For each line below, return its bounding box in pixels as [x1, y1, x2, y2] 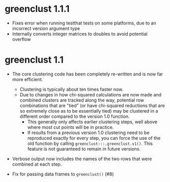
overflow [12, 36, 31, 42]
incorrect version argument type [12, 25, 80, 31]
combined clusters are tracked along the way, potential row [19, 97, 145, 103]
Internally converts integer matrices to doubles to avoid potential [12, 31, 148, 37]
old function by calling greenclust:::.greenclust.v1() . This [27, 140, 153, 146]
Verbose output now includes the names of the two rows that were [12, 155, 152, 162]
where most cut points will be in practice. [27, 124, 114, 130]
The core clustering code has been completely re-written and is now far [12, 71, 163, 77]
